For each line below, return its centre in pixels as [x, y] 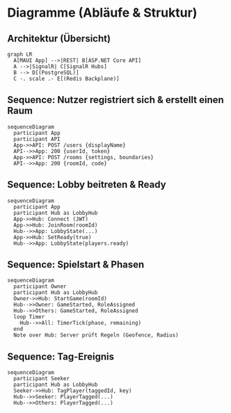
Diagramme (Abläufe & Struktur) [102, 13]
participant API [37, 139]
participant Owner [40, 286]
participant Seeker [42, 379]
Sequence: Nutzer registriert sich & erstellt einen [115, 100]
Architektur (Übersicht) [59, 39]
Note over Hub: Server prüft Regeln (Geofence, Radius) [96, 335]
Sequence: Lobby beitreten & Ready [87, 185]
